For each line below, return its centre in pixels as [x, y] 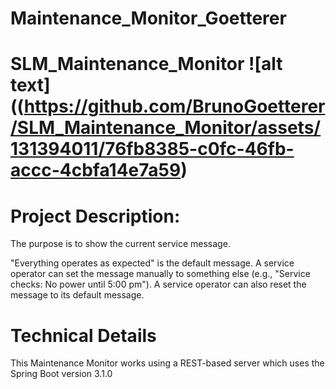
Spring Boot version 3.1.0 [61, 374]
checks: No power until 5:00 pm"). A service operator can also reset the [158, 284]
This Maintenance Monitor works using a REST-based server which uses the [167, 363]
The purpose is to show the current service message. [120, 244]
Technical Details [83, 335]
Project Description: [95, 216]
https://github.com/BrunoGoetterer [174, 106]
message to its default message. [77, 295]
